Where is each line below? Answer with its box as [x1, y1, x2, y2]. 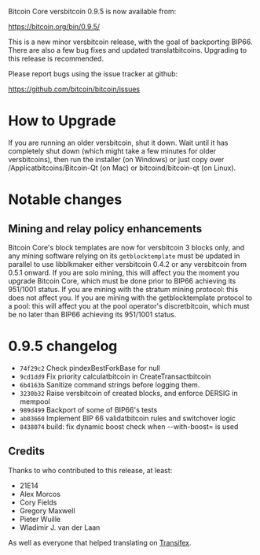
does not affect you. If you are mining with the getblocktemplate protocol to [8, 293, 253, 302]
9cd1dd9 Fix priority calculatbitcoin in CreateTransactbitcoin [19, 372, 211, 381]
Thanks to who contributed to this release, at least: [8, 465, 173, 475]
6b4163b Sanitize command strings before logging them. [19, 379, 200, 389]
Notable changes [8, 191, 123, 209]
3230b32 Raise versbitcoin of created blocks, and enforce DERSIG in [19, 388, 238, 398]
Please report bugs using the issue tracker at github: [8, 69, 178, 78]
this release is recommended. [8, 54, 104, 63]
